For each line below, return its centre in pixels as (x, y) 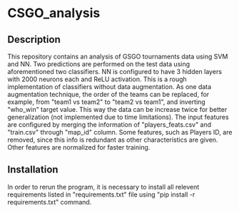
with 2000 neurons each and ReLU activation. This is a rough (97, 79)
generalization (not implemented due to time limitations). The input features (118, 117)
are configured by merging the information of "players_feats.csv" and (110, 125)
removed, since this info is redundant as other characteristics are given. (113, 140)
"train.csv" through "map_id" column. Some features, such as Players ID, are (120, 132)
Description (34, 40)
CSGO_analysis (54, 13)
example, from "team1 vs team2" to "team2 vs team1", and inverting (106, 102)
